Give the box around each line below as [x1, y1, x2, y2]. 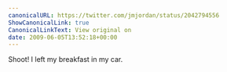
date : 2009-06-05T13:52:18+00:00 [8, 33, 118, 41]
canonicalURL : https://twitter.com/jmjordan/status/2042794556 [8, 11, 220, 20]
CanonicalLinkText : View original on [8, 26, 132, 34]
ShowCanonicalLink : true [8, 19, 90, 27]
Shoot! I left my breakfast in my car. [8, 55, 123, 64]
